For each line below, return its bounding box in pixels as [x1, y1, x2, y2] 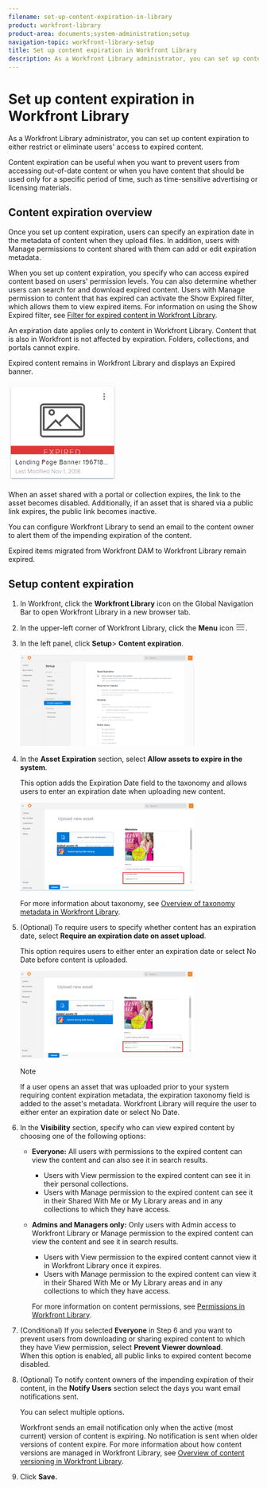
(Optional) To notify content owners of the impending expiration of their [19, 1375, 254, 1384]
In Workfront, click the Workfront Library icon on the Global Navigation [19, 599, 254, 608]
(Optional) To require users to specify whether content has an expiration [19, 922, 257, 932]
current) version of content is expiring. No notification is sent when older [19, 1431, 258, 1440]
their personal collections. [43, 1179, 129, 1188]
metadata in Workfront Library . [19, 907, 121, 917]
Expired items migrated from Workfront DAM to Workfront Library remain [8, 546, 246, 556]
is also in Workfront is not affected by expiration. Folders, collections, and [8, 334, 249, 344]
